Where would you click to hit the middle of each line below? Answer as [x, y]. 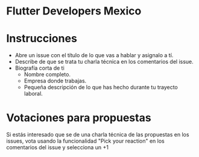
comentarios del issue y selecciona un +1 [57, 147]
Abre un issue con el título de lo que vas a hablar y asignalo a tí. [94, 55]
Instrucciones [42, 39]
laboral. [33, 94]
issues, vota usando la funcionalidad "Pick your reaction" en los [85, 141]
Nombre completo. [47, 75]
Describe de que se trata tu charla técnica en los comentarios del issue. [104, 62]
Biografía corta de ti [39, 68]
